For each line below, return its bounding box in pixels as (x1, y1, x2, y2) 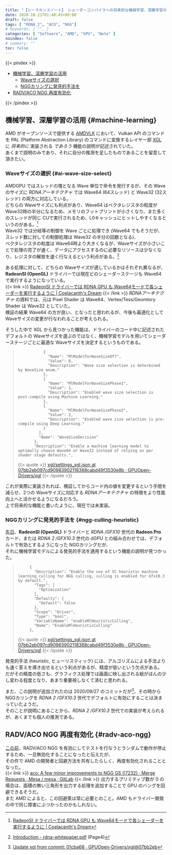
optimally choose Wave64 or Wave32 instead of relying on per (17, 448, 154, 453)
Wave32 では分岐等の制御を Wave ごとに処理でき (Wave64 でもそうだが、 (5, 227, 163, 234)
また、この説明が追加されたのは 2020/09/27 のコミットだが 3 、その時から (5, 687, 161, 694)
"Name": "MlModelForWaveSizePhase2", (48, 408, 128, 413)
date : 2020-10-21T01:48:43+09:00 (5, 12, 77, 17)
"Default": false (38, 600, 76, 606)
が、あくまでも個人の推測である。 (5, 714, 77, 720)
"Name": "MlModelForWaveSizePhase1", (48, 381, 128, 386)
